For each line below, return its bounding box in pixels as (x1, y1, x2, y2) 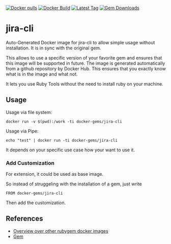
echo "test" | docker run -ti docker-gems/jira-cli (6, 138, 118, 143)
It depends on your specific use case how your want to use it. (6, 147, 135, 153)
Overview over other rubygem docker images (13, 228, 108, 234)
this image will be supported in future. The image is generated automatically (6, 60, 165, 66)
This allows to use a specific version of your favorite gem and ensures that (6, 55, 162, 61)
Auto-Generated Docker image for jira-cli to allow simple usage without (6, 39, 155, 45)
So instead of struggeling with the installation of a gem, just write (6, 181, 142, 187)
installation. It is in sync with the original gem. (6, 45, 101, 51)
